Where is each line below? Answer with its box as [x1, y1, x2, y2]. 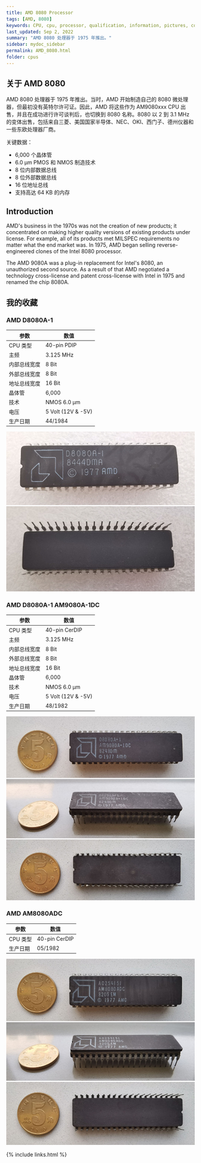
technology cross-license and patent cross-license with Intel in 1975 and [6, 272, 185, 279]
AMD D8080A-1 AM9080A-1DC [6, 600, 100, 609]
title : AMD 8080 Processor [6, 10, 74, 16]
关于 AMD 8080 [6, 79, 66, 89]
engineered [6, 248, 35, 255]
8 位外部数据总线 [14, 174, 57, 181]
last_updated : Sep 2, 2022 [6, 29, 74, 35]
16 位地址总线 [14, 181, 49, 189]
